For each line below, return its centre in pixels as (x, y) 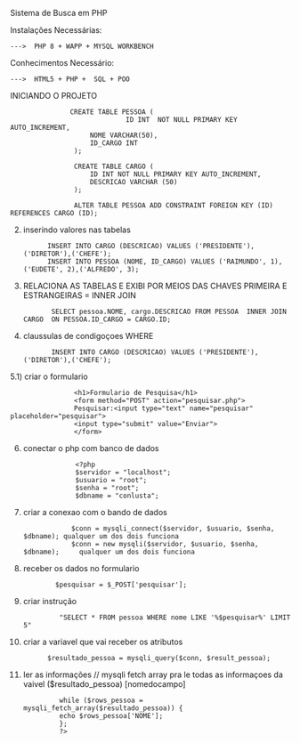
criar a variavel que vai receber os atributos (103, 642)
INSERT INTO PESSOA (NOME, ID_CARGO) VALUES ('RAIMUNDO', (157, 262)
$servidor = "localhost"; (123, 472)
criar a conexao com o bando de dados (95, 512)
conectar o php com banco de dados (91, 448)
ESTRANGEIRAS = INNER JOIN (80, 295)
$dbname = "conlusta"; (117, 496)
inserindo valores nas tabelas (77, 230)
